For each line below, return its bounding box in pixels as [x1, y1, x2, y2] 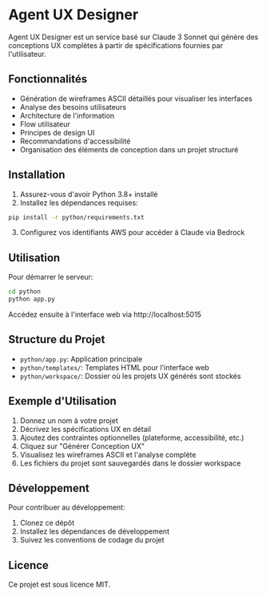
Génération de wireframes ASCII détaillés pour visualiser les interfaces [19, 94, 253, 103]
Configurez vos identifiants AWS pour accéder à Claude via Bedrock [19, 228, 245, 237]
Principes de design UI [19, 127, 95, 137]
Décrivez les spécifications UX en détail [19, 424, 152, 434]
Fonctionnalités [8, 72, 88, 86]
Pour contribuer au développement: [8, 502, 125, 512]
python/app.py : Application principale [19, 354, 143, 364]
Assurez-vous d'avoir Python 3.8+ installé [19, 189, 158, 199]
